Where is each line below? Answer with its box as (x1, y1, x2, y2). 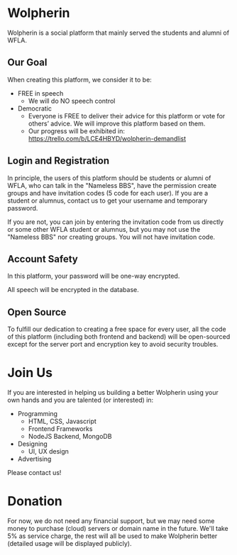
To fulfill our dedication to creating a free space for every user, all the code (7, 325, 226, 334)
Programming (17, 410, 58, 418)
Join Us (7, 365, 53, 381)
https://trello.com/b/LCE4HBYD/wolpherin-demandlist (28, 134, 187, 142)
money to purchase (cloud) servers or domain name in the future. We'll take (7, 525, 228, 533)
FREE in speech (17, 89, 64, 97)
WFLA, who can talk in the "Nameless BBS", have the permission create (7, 181, 217, 189)
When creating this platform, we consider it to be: (7, 75, 153, 84)
